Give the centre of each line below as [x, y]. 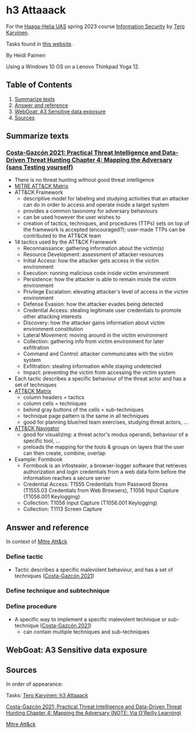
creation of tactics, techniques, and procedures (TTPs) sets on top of [106, 223]
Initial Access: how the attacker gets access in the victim [91, 261]
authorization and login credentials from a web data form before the [104, 472]
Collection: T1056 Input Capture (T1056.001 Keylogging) [90, 503]
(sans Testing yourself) [40, 167]
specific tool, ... [42, 441]
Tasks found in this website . [40, 44]
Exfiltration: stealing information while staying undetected [92, 366]
